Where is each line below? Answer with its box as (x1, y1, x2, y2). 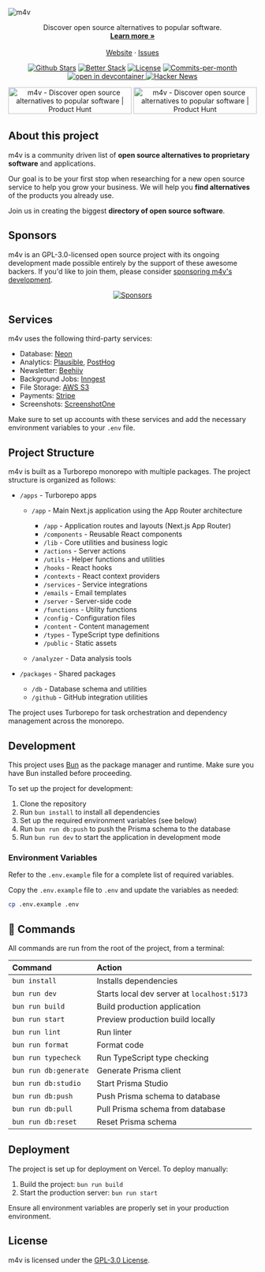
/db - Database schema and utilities (31, 684, 147, 694)
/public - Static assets (43, 639, 117, 648)
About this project (8, 129, 99, 143)
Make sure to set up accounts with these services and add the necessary (8, 415, 247, 424)
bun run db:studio (12, 1079, 81, 1088)
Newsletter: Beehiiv (19, 366, 84, 375)
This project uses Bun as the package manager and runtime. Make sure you (8, 760, 254, 770)
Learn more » (110, 32, 155, 40)
